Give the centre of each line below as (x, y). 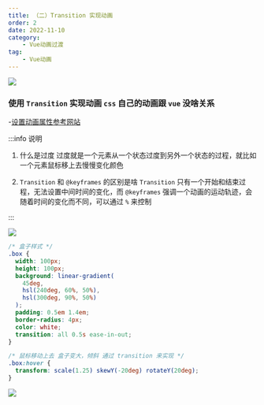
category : (24, 37)
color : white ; (38, 327)
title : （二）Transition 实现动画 (61, 15)
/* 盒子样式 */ (31, 247)
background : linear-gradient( (65, 276)
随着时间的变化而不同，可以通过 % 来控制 (86, 202)
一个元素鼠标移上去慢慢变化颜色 (71, 165)
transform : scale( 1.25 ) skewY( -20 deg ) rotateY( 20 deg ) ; (107, 371)
